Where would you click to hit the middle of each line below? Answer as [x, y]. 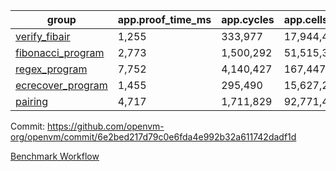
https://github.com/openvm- [106, 126]
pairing [32, 101]
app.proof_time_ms [164, 19]
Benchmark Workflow [55, 156]
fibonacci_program [60, 52]
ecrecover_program [61, 85]
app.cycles [248, 19]
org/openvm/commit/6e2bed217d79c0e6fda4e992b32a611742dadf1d [153, 137]
